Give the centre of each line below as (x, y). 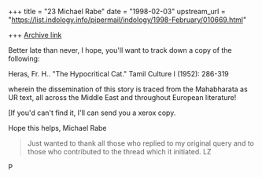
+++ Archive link (35, 35)
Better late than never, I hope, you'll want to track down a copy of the (120, 50)
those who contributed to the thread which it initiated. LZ (119, 152)
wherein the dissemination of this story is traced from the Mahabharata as (128, 89)
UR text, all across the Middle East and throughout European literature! (122, 97)
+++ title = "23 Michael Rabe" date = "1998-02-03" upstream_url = (117, 11)
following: (24, 59)
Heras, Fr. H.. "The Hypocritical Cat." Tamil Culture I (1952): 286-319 (119, 74)
